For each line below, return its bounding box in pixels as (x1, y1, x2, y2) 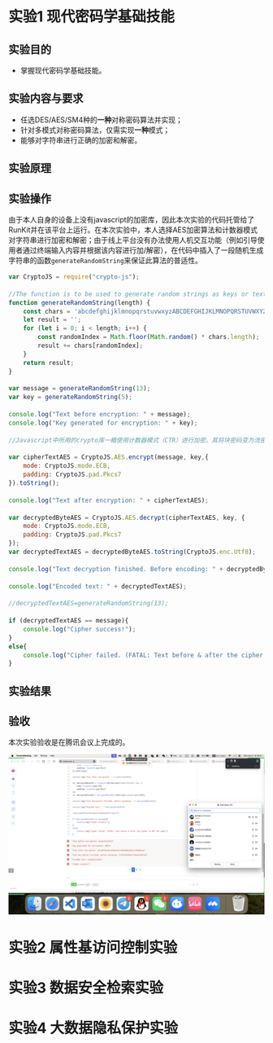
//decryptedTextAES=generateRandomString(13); (8, 600, 169, 608)
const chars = (23, 307, 71, 315)
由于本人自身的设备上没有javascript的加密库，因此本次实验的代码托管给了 (8, 215, 255, 225)
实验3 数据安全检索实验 (8, 979, 164, 997)
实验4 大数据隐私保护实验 (8, 1019, 179, 1037)
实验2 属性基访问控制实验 (8, 938, 178, 957)
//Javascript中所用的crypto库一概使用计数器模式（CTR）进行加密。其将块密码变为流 (8, 436, 261, 444)
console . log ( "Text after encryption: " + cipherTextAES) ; (8, 496, 209, 504)
